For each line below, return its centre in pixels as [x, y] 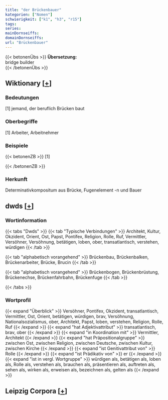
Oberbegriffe [21, 122]
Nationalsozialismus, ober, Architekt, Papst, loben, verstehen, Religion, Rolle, [84, 322]
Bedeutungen [22, 97]
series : [13, 29]
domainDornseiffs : [24, 38]
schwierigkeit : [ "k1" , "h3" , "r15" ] [43, 19]
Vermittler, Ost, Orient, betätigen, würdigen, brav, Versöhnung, [70, 317]
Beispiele [17, 145]
